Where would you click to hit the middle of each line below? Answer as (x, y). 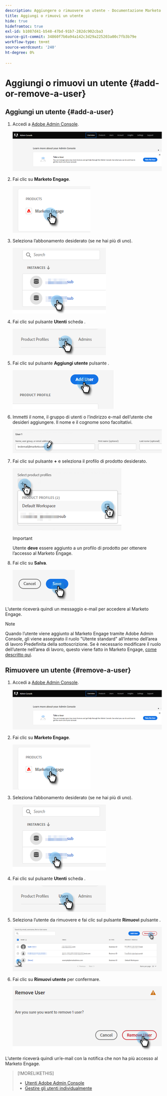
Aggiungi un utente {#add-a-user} (60, 112)
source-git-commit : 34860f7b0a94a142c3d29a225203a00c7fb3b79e (71, 37)
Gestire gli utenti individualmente (58, 1088)
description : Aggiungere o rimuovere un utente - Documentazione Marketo (83, 10)
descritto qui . (19, 654)
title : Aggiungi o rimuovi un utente (44, 16)
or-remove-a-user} (45, 93)
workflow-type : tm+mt (28, 42)
